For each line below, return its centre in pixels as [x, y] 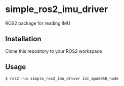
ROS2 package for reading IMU [38, 23]
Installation [23, 39]
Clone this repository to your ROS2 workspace [54, 51]
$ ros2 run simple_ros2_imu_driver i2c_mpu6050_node [62, 78]
